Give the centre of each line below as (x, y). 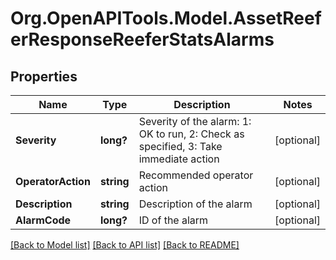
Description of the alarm (195, 204)
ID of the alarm (173, 220)
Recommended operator (196, 175)
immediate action (179, 159)
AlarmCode (43, 220)
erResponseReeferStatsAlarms (142, 39)
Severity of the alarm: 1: (195, 121)
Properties (44, 76)
